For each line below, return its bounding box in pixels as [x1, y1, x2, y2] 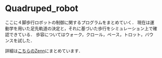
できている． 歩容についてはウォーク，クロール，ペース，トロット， [9, 31, 145, 37]
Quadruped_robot [5, 3, 78, 14]
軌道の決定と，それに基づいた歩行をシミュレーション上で [38, 25, 153, 31]
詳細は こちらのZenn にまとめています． [5, 48, 83, 54]
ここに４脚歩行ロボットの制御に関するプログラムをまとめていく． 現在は [5, 19, 150, 25]
